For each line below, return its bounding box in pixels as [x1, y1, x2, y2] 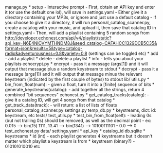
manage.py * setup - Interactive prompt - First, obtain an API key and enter [5, 4, 155, 10]
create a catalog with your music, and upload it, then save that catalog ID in [5, 25, 156, 31]
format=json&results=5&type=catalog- [5, 46, 83, 51]
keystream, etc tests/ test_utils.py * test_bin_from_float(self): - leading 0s [5, 113, 152, 118]
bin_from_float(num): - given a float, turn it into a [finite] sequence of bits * [5, 82, 155, 87]
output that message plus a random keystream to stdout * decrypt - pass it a [5, 66, 159, 72]
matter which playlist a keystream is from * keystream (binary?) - [5, 138, 135, 144]
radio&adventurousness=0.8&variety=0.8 [5, 51, 88, 56]
